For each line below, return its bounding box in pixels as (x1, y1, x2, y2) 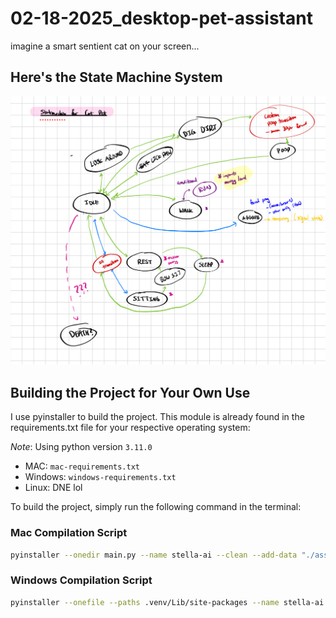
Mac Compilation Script (10, 526, 128, 540)
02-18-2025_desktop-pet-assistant (10, 7, 313, 30)
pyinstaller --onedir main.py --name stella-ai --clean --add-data (10, 550, 298, 560)
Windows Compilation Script (10, 573, 153, 587)
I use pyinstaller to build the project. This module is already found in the (10, 411, 305, 423)
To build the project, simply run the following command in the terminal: (10, 501, 302, 513)
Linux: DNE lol (24, 482, 83, 494)
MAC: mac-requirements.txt (24, 460, 141, 472)
